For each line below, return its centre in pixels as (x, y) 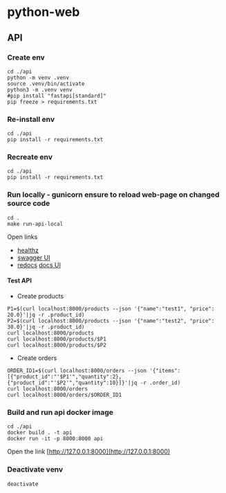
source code (29, 204)
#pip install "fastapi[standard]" (57, 96)
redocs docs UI (39, 265)
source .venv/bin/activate (46, 84)
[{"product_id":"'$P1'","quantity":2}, (65, 377)
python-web (44, 12)
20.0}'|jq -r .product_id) (46, 315)
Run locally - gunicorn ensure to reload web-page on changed (113, 195)
